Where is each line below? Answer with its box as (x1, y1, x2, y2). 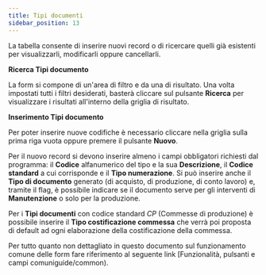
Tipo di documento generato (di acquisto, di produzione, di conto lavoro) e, (8, 176, 256, 186)
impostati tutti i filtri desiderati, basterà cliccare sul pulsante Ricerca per (8, 88, 245, 97)
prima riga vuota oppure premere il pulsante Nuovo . (8, 136, 179, 145)
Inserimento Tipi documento (8, 112, 104, 121)
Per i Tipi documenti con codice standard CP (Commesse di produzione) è (8, 208, 254, 218)
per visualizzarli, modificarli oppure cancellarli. (8, 49, 161, 59)
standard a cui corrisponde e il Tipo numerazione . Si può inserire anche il (8, 168, 252, 178)
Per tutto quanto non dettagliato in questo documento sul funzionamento (8, 241, 246, 250)
